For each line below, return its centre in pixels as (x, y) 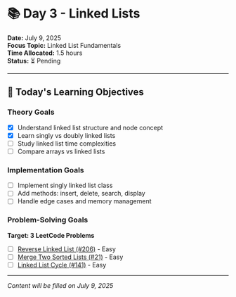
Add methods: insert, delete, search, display (81, 194)
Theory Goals (31, 112)
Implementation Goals (46, 170)
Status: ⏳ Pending (34, 61)
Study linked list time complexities (67, 143)
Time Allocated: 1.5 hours (45, 53)
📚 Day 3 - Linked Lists (74, 14)
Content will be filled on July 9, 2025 (60, 285)
